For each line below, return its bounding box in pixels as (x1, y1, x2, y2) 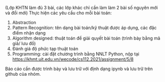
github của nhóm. (5, 71, 41, 77)
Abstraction (12, 20, 36, 25)
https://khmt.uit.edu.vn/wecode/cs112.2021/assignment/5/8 (12, 56, 134, 62)
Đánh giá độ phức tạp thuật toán (12, 46, 79, 51)
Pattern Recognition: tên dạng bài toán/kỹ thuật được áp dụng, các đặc (12, 25, 157, 31)
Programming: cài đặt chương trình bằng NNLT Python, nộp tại (12, 51, 139, 57)
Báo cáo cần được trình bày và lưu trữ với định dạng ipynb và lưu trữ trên (5, 66, 153, 72)
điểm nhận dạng (12, 30, 46, 36)
